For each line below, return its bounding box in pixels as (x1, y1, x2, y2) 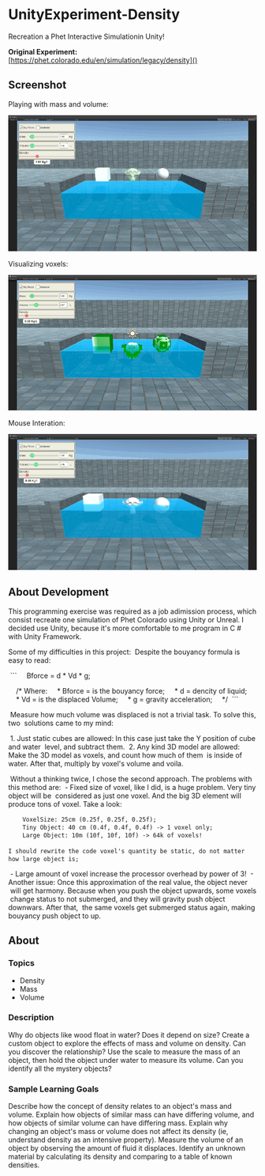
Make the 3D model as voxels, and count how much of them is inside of (8, 750, 243, 760)
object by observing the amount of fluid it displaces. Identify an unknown (8, 1144, 246, 1153)
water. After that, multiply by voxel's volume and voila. (8, 758, 184, 768)
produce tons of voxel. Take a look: (8, 799, 122, 808)
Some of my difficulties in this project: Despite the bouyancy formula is (8, 647, 241, 656)
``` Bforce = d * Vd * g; (9, 671, 91, 680)
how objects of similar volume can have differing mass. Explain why (8, 1118, 229, 1128)
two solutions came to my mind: (8, 718, 114, 728)
